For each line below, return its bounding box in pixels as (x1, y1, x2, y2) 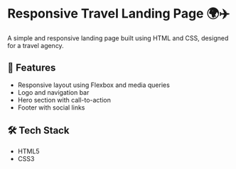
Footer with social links (17, 103, 85, 112)
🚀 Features (7, 62, 56, 74)
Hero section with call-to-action (17, 95, 112, 104)
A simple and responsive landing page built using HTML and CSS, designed (7, 33, 229, 42)
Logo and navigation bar (17, 88, 90, 96)
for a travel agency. (7, 41, 64, 49)
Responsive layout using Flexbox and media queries (17, 81, 171, 89)
